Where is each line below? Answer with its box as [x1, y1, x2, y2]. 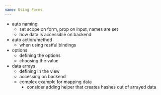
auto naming [11, 21, 38, 27]
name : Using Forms [4, 7, 43, 12]
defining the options [19, 52, 61, 58]
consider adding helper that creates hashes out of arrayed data [26, 84, 157, 90]
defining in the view [19, 68, 60, 74]
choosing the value [19, 57, 59, 63]
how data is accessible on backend [19, 31, 91, 37]
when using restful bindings [19, 42, 77, 47]
